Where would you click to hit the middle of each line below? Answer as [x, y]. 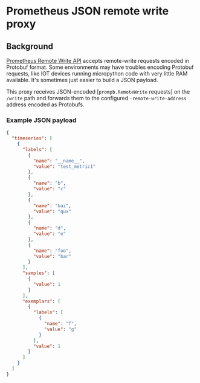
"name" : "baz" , [52, 206]
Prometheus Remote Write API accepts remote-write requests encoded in [98, 61]
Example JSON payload [41, 120]
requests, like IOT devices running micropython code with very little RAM [97, 73]
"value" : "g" [61, 329]
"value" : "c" [50, 189]
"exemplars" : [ [41, 301]
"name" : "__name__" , [59, 161]
